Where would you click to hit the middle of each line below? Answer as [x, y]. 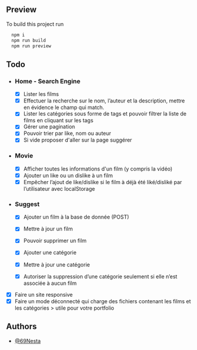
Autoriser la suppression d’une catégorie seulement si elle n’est [100, 276]
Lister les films [41, 94]
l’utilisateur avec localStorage [59, 188]
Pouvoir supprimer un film [55, 241]
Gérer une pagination [49, 127]
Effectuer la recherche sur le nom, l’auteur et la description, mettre [104, 101]
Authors [22, 327]
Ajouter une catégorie [50, 253]
